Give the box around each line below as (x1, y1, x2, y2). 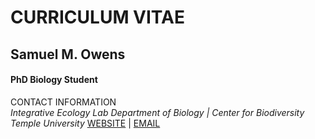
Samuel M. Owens (10, 46, 126, 63)
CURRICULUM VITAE (10, 6, 185, 29)
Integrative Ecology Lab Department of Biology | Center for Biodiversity (10, 106, 305, 118)
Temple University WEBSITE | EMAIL (10, 117, 161, 129)
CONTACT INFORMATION (10, 96, 117, 108)
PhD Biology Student (10, 74, 98, 86)
